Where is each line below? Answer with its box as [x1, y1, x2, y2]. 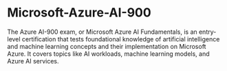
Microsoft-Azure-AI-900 [7, 5, 151, 21]
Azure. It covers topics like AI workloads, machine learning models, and [7, 50, 210, 58]
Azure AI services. [7, 57, 60, 65]
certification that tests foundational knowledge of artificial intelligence [21, 34, 220, 43]
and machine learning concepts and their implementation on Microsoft [7, 42, 206, 50]
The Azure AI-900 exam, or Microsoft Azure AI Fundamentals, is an [7, 28, 197, 36]
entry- [198, 28, 217, 36]
